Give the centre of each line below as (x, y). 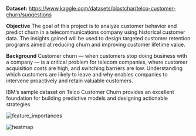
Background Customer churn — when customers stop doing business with (97, 56)
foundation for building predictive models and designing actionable (87, 98)
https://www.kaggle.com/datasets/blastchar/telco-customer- (102, 8)
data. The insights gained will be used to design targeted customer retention (98, 38)
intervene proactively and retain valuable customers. (70, 81)
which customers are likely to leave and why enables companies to (87, 74)
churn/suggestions (29, 15)
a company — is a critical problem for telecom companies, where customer (97, 62)
